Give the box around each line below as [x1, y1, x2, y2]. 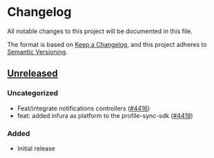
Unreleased [7, 68, 59, 79]
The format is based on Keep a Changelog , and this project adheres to [7, 40, 207, 48]
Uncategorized [7, 88, 59, 98]
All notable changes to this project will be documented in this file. [7, 27, 193, 35]
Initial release [17, 144, 55, 152]
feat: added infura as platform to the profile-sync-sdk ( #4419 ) [17, 111, 193, 119]
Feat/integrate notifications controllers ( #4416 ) [17, 104, 150, 112]
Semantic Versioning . [7, 48, 68, 56]
